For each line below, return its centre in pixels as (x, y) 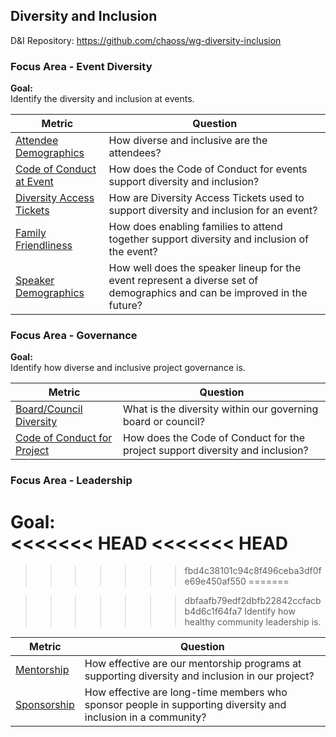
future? (125, 306)
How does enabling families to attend (195, 227)
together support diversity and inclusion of (209, 239)
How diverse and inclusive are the (188, 141)
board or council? (164, 422)
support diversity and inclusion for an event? (213, 211)
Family (31, 233)
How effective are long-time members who (186, 692)
